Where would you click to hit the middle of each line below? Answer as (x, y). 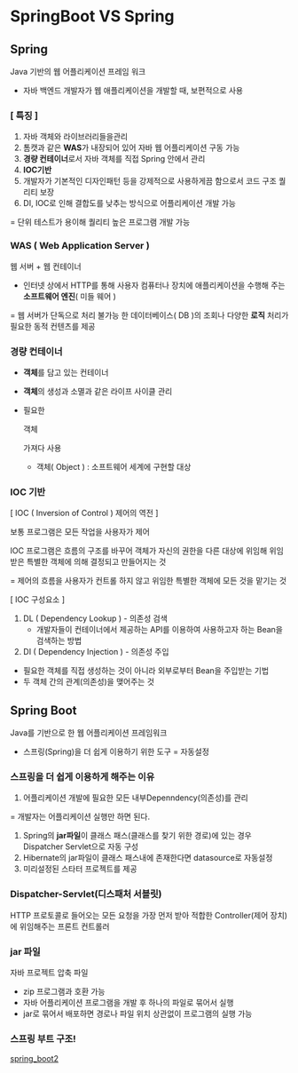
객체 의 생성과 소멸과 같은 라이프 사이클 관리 (98, 391)
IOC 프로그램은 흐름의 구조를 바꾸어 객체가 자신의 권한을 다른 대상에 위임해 (139, 551)
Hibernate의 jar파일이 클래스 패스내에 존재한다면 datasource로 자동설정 (148, 858)
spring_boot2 (34, 1059)
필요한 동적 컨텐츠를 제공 (53, 326)
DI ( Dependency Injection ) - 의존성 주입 (96, 652)
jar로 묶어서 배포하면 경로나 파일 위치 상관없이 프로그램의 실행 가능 (137, 1013)
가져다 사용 (42, 448)
